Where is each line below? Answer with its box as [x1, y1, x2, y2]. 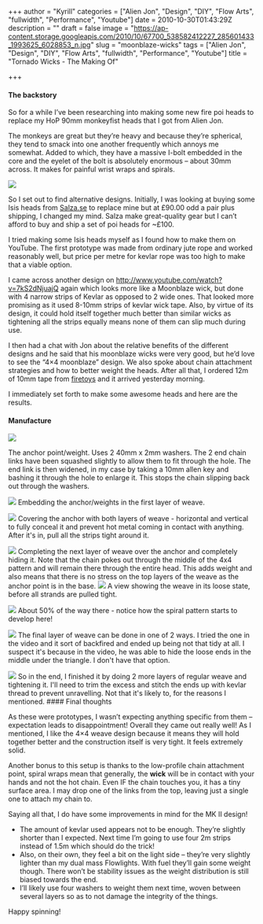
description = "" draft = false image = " [8, 24, 134, 32]
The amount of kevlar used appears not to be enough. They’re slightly [19, 825, 246, 834]
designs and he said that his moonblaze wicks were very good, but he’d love [8, 349, 255, 359]
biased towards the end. [19, 875, 98, 885]
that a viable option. [8, 260, 72, 270]
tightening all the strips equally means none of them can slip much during [8, 317, 246, 327]
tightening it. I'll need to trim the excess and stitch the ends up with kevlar [8, 680, 247, 689]
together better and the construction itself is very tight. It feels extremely [8, 737, 243, 747]
